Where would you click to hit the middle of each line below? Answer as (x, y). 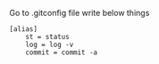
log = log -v (50, 44)
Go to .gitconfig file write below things (79, 13)
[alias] (24, 29)
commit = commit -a (62, 52)
